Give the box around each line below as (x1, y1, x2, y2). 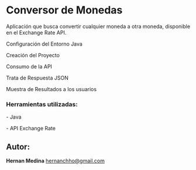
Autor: (6, 141, 30, 152)
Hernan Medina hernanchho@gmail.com (6, 157, 105, 164)
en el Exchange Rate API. (6, 29, 67, 36)
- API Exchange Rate (6, 125, 56, 132)
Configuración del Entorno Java (6, 40, 83, 47)
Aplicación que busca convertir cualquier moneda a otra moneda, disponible (6, 23, 191, 30)
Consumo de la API (6, 63, 53, 70)
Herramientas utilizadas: (6, 100, 78, 108)
